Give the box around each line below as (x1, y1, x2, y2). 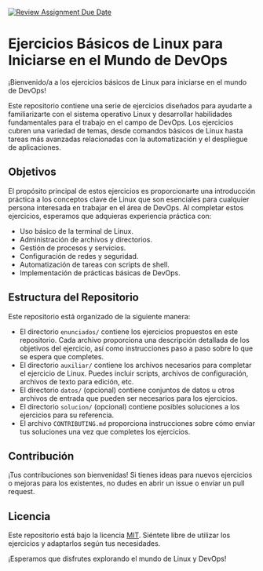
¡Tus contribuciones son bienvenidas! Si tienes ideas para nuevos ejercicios (8, 471, 253, 480)
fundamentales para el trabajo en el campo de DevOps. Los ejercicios (8, 118, 234, 127)
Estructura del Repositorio (8, 291, 139, 304)
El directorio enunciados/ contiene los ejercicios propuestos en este (19, 326, 238, 336)
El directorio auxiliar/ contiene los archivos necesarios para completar (19, 360, 252, 369)
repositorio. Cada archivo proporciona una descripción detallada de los (19, 335, 250, 344)
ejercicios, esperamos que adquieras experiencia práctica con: (8, 211, 212, 220)
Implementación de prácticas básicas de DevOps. (19, 267, 181, 278)
